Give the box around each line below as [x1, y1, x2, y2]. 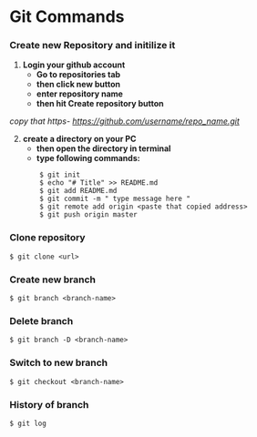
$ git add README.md [39, 187, 118, 196]
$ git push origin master [39, 210, 139, 219]
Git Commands [9, 6, 125, 27]
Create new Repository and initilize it [9, 39, 176, 52]
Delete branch [9, 315, 74, 327]
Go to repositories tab [36, 69, 121, 80]
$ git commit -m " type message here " [39, 194, 191, 204]
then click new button [36, 79, 121, 90]
